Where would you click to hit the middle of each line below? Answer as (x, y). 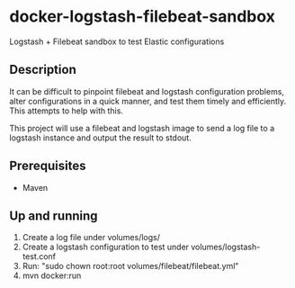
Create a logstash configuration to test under (106, 247)
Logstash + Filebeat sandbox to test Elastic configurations (117, 41)
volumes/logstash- (226, 247)
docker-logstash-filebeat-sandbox (143, 17)
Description (43, 70)
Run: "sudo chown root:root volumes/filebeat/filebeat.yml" (130, 266)
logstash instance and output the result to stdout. (100, 138)
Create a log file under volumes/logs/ (91, 238)
